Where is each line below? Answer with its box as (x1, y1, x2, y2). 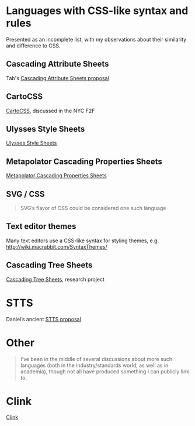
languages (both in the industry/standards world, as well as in (20, 362, 169, 369)
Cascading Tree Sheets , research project (6, 276, 105, 283)
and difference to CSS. (6, 42, 61, 49)
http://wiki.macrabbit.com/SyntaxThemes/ (6, 243, 107, 250)
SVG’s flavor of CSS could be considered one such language (20, 205, 166, 211)
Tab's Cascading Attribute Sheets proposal (6, 74, 109, 81)
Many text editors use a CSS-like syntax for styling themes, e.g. (6, 237, 159, 244)
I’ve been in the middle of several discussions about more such (20, 355, 173, 362)
